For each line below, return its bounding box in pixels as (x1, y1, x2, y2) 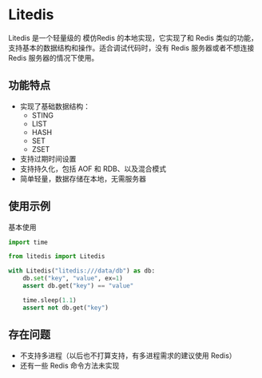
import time (8, 238, 48, 246)
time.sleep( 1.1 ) (22, 296, 77, 304)
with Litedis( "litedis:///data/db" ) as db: (8, 267, 156, 275)
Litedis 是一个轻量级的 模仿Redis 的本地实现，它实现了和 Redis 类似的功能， (8, 33, 258, 42)
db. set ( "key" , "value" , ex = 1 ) (22, 274, 124, 283)
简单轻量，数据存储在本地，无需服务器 (19, 173, 146, 183)
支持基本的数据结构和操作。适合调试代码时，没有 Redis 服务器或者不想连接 (8, 42, 255, 53)
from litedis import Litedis (8, 253, 105, 261)
